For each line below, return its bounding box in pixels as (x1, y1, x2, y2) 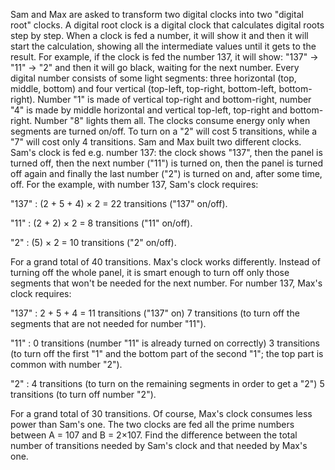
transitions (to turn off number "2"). (10, 389, 157, 400)
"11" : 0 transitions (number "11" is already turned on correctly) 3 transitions (10, 337, 320, 349)
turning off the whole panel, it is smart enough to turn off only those (10, 267, 290, 278)
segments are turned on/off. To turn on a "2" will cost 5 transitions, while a (10, 125, 318, 137)
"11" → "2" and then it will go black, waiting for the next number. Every (10, 62, 300, 73)
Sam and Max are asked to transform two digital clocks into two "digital (10, 9, 304, 20)
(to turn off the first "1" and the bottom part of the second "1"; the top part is (10, 348, 324, 359)
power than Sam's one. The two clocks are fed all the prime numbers (10, 419, 295, 430)
